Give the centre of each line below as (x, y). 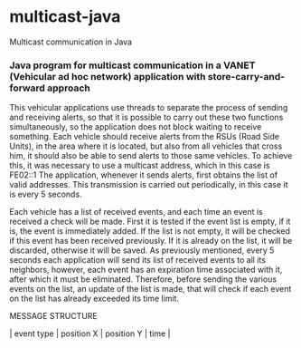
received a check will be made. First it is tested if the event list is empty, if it (150, 222)
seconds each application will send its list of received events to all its (138, 260)
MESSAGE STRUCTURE (53, 316)
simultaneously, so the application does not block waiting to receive (136, 127)
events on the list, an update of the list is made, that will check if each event (150, 289)
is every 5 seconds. (46, 194)
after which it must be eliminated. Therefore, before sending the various (143, 279)
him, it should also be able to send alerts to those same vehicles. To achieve (151, 156)
